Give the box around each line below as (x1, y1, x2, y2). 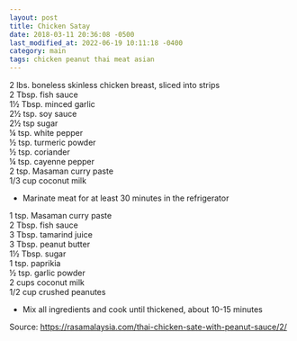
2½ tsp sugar (9, 118, 58, 129)
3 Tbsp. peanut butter (9, 239, 91, 249)
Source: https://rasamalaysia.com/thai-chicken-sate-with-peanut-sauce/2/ (9, 321, 288, 332)
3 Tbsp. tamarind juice (9, 229, 93, 239)
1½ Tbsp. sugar (9, 248, 67, 259)
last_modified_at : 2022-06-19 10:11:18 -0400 (9, 38, 183, 48)
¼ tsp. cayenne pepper (9, 157, 95, 166)
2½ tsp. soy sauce (9, 109, 77, 119)
